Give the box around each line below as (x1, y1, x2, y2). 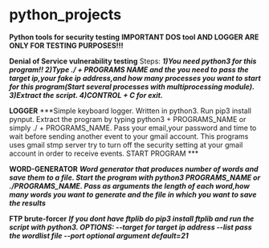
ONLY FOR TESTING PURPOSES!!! (9, 40, 124, 50)
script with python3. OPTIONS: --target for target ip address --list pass (9, 222, 252, 232)
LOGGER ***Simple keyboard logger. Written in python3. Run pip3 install (9, 106, 252, 116)
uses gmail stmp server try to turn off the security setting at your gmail (9, 140, 243, 149)
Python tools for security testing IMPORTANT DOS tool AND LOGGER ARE (9, 32, 259, 42)
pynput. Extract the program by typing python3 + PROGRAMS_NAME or (9, 114, 247, 124)
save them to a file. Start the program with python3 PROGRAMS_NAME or (9, 173, 261, 182)
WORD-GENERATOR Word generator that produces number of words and (9, 164, 259, 173)
